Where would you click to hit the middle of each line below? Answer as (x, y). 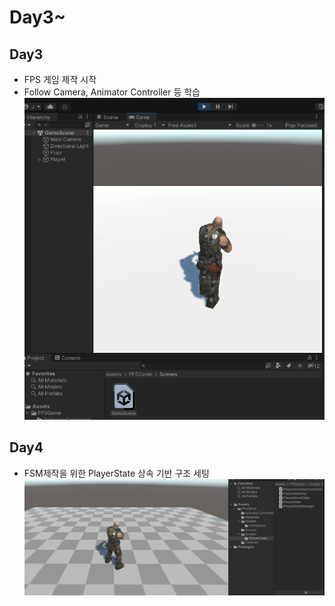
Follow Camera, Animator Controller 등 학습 (112, 92)
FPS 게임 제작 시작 (60, 79)
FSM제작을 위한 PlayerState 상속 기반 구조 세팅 (116, 473)
